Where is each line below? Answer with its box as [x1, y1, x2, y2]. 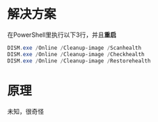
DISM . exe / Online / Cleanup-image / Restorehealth [7, 57, 151, 64]
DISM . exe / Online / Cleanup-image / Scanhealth [7, 44, 141, 51]
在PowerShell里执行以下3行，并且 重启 [7, 31, 117, 39]
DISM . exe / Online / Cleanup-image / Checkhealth [7, 51, 145, 58]
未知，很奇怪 [7, 107, 44, 115]
